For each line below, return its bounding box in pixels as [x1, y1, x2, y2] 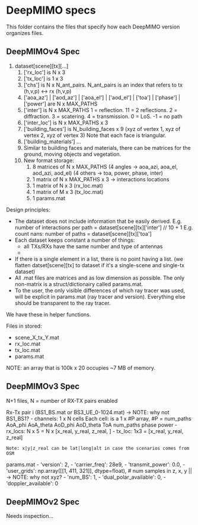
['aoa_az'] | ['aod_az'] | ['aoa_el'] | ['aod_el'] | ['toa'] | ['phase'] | [23, 94, 181, 101]
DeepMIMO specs [6, 4, 96, 17]
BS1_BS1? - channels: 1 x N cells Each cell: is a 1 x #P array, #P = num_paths [6, 415, 191, 422]
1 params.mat [32, 194, 66, 201]
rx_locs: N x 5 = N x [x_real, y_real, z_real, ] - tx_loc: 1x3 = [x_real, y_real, [6, 427, 184, 434]
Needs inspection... [6, 513, 54, 520]
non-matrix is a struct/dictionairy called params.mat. [14, 280, 143, 287]
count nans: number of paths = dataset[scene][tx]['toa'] [14, 230, 152, 237]
